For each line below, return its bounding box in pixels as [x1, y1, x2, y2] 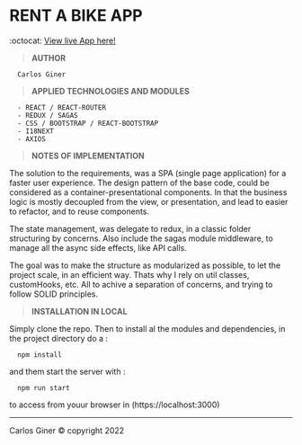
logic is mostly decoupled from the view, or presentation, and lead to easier [9, 196, 289, 207]
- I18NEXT [17, 127, 54, 136]
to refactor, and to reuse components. [9, 206, 150, 217]
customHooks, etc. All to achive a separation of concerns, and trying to [9, 279, 273, 289]
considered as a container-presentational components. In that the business [9, 186, 288, 198]
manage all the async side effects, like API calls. [9, 242, 187, 253]
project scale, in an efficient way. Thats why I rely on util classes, [9, 269, 250, 280]
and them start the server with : [9, 366, 126, 377]
